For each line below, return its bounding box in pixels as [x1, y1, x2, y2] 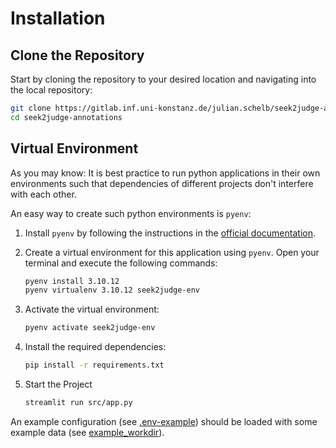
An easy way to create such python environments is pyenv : [10, 207, 252, 219]
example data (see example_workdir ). [10, 426, 165, 438]
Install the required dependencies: [24, 341, 167, 353]
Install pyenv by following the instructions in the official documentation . [24, 227, 317, 239]
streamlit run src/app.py [24, 398, 133, 408]
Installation [10, 7, 106, 30]
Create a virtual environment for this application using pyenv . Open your [24, 246, 320, 258]
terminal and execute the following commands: [24, 257, 218, 269]
